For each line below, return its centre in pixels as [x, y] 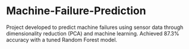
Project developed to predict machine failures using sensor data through [95, 27]
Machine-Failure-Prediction [76, 11]
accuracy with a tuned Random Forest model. [62, 40]
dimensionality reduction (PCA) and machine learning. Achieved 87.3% [93, 33]
